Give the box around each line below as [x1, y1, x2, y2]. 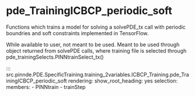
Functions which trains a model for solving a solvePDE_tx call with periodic [6, 23, 186, 30]
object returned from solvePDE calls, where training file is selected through [6, 47, 187, 54]
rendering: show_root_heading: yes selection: [68, 77, 178, 84]
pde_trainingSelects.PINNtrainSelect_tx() [6, 53, 104, 60]
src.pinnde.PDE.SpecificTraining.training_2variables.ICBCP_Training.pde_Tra [6, 71, 190, 78]
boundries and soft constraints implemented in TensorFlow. [6, 29, 149, 36]
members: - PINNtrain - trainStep [6, 83, 86, 90]
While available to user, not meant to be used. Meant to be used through [6, 41, 180, 48]
